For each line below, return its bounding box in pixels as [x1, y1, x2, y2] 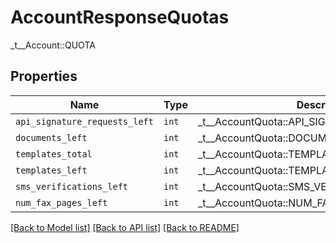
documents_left [15, 132, 88, 143]
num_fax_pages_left [15, 197, 108, 208]
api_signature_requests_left [15, 116, 154, 127]
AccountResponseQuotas [10, 6, 230, 29]
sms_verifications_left [15, 181, 129, 192]
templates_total [15, 148, 93, 160]
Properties [10, 68, 78, 85]
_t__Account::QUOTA [10, 39, 96, 51]
